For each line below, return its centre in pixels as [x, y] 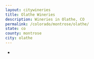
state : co [16, 29]
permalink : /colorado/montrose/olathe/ [47, 24]
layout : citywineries [28, 10]
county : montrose [23, 33]
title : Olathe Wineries [30, 15]
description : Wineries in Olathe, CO [45, 19]
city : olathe [19, 38]
